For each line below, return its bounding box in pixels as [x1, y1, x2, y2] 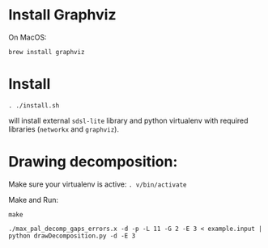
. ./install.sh [8, 101, 60, 110]
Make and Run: [8, 195, 59, 204]
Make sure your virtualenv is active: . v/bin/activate [8, 179, 187, 189]
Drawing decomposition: [8, 153, 178, 171]
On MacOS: [8, 32, 47, 42]
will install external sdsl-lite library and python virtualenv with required [8, 116, 249, 125]
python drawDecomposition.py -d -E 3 [8, 232, 136, 240]
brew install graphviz [8, 48, 85, 56]
